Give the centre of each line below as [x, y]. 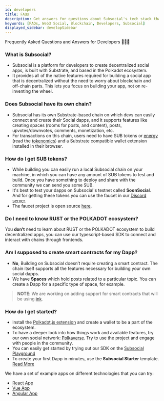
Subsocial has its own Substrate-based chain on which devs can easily [83, 115]
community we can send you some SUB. [53, 185]
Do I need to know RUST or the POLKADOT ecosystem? [72, 218]
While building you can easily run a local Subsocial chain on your [77, 169]
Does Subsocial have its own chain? [48, 104]
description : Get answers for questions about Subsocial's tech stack [78, 19]
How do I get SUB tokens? [36, 159]
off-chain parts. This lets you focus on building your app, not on [76, 86]
